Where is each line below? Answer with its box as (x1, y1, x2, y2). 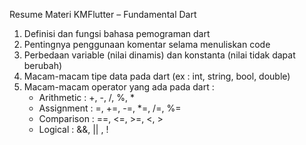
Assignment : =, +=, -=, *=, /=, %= (38, 102, 182, 114)
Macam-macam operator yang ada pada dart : (23, 81, 215, 93)
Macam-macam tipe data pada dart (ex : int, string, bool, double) (23, 70, 291, 82)
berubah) (23, 60, 63, 71)
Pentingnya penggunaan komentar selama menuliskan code (23, 39, 271, 50)
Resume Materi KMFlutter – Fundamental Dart (9, 9, 197, 20)
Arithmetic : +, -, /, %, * (38, 92, 136, 103)
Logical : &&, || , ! (38, 124, 109, 135)
